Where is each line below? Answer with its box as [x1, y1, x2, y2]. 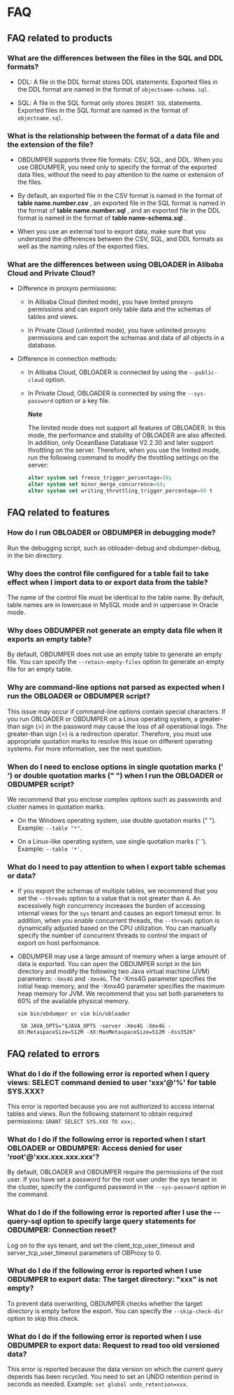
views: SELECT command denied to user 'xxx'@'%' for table [7, 1077, 217, 1087]
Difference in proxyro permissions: [17, 284, 117, 292]
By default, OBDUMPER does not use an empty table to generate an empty [7, 650, 222, 658]
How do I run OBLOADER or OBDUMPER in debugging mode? [7, 527, 217, 537]
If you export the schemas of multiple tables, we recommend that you [17, 886, 218, 895]
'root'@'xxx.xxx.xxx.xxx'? [7, 1152, 100, 1161]
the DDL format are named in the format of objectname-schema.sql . [17, 85, 210, 93]
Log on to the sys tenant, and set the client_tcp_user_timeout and [7, 1241, 195, 1249]
